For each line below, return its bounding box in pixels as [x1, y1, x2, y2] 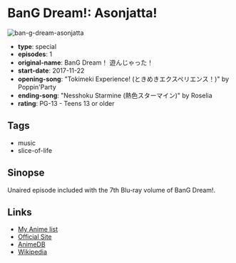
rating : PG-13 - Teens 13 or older [17, 99, 115, 107]
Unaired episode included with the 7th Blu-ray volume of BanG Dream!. [7, 186, 216, 194]
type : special [17, 42, 57, 50]
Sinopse [7, 167, 45, 179]
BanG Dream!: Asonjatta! [7, 5, 158, 21]
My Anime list [17, 225, 58, 234]
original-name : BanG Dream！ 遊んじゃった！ [17, 58, 153, 67]
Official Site [17, 232, 52, 241]
